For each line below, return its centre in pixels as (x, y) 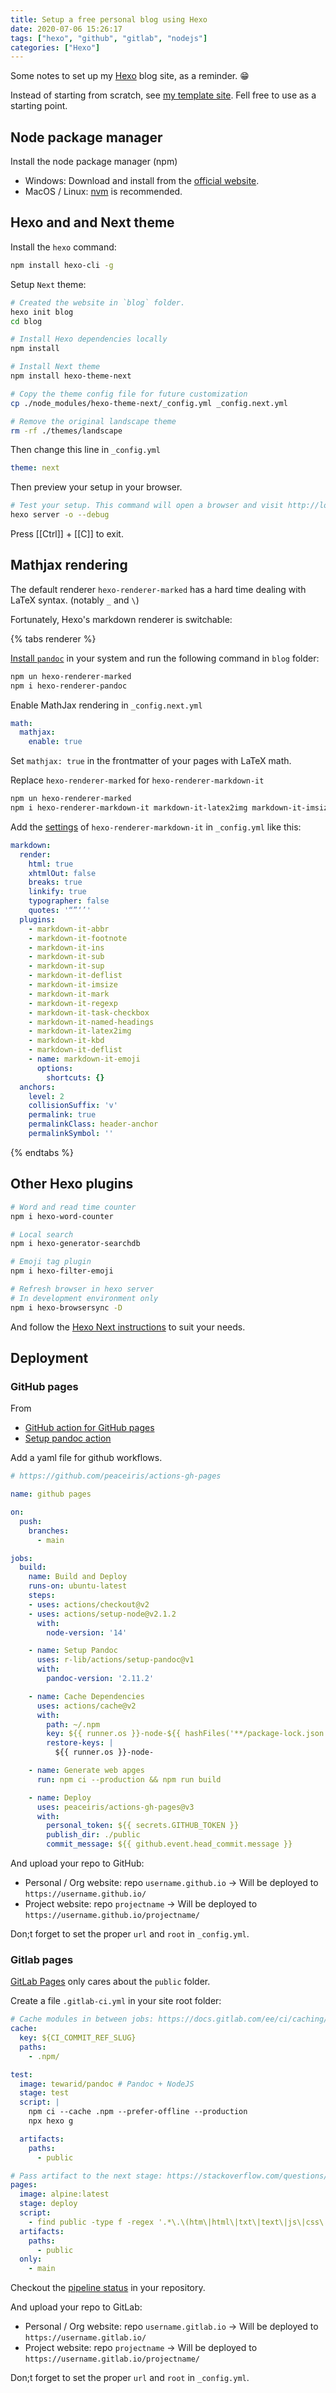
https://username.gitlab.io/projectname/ (112, 2359)
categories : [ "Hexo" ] (55, 47)
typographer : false (69, 901)
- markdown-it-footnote (78, 938)
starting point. (39, 106)
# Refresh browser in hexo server (82, 1289)
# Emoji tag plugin (51, 1262)
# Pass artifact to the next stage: (86, 2176)
